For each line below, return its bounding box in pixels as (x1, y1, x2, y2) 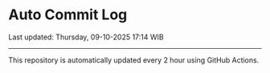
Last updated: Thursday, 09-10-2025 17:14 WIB (8, 32, 164, 42)
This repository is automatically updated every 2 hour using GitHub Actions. (8, 55, 260, 65)
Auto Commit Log (8, 6, 128, 24)
